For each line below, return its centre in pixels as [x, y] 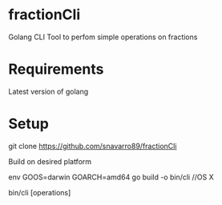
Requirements [56, 69]
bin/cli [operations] [40, 192]
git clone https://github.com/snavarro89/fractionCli [93, 146]
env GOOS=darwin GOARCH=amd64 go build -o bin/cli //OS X [111, 177]
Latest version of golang [48, 91]
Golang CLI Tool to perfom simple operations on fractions [103, 37]
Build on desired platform [50, 161]
